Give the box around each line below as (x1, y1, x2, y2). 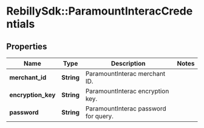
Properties (6, 41, 47, 52)
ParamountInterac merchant (85, 70, 166, 78)
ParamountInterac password (85, 104, 166, 113)
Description (111, 59, 146, 67)
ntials (6, 17, 35, 31)
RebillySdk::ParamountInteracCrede (6, 4, 193, 18)
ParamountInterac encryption (85, 87, 169, 95)
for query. (85, 112, 114, 120)
